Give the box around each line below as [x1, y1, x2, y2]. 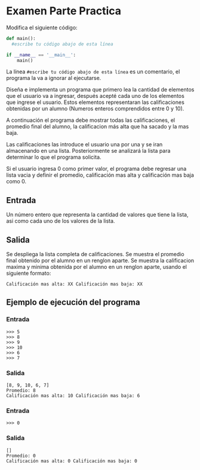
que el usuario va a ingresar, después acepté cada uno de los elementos [6, 93, 185, 100]
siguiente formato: [6, 270, 51, 277]
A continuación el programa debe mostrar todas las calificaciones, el [6, 116, 175, 124]
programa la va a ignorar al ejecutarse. [6, 75, 101, 82]
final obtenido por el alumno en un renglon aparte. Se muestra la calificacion [6, 257, 195, 264]
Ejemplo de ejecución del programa [6, 297, 140, 308]
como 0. [6, 178, 27, 185]
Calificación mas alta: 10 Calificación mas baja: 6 [6, 393, 140, 399]
